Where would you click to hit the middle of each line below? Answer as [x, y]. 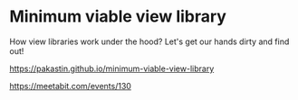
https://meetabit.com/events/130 [70, 86]
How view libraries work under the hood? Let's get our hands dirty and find [149, 41]
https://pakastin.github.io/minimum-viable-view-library [112, 68]
